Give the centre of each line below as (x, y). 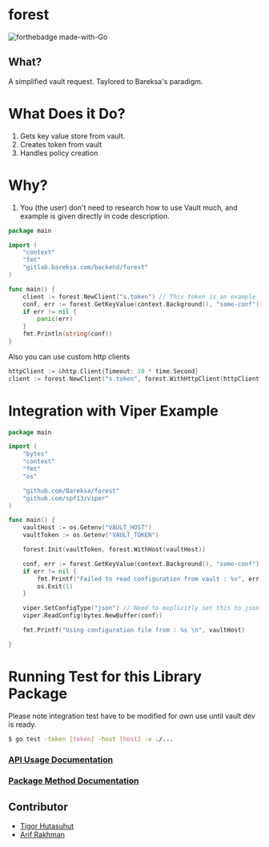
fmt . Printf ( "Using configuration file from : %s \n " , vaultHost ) (134, 630)
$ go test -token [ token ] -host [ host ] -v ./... (91, 739)
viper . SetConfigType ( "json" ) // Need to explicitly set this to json (141, 608)
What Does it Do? (67, 113)
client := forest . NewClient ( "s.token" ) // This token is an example (139, 297)
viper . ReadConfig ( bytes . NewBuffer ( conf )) (92, 616)
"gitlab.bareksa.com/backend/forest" (86, 267)
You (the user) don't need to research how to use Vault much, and (128, 207)
